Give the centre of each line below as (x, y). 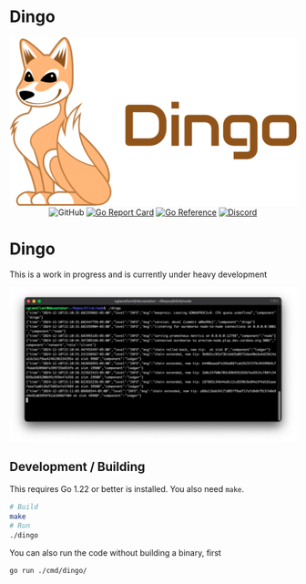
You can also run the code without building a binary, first (115, 553)
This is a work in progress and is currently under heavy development (138, 274)
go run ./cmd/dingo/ (49, 571)
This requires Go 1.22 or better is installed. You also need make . (127, 488)
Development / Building (77, 467)
